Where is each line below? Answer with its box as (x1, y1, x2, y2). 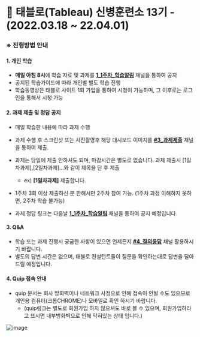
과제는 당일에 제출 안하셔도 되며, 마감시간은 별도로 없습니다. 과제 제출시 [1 (14, 157, 187, 164)
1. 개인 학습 (6, 57, 32, 64)
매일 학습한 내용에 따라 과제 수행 (14, 124, 90, 131)
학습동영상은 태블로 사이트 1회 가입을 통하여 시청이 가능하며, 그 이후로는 (14, 86, 182, 94)
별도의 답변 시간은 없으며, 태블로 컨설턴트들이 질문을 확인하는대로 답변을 (14, 252, 183, 260)
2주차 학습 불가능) (23, 197, 65, 204)
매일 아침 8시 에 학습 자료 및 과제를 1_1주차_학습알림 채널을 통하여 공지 (14, 71, 177, 79)
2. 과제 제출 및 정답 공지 (6, 109, 61, 116)
